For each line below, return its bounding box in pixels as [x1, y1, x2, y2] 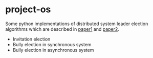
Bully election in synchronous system [12, 41, 92, 47]
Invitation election [12, 36, 51, 42]
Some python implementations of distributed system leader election [5, 21, 148, 27]
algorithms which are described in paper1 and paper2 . [5, 26, 119, 32]
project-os [5, 4, 51, 15]
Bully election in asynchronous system [12, 47, 94, 53]
